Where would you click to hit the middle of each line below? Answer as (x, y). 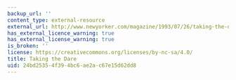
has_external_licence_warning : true (61, 33)
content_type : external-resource (56, 20)
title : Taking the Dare (42, 59)
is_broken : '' (28, 46)
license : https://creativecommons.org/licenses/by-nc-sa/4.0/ (100, 53)
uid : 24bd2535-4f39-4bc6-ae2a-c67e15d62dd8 (72, 65)
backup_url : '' (29, 14)
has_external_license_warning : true (61, 40)
